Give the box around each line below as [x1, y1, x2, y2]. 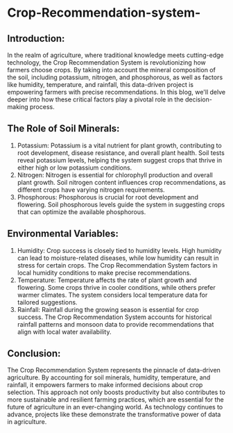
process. [29, 103, 55, 111]
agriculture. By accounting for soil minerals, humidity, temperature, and [7, 373, 211, 382]
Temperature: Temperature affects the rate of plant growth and [17, 276, 197, 284]
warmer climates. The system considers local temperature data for [17, 291, 208, 299]
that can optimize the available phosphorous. [17, 207, 146, 216]
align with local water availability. [17, 327, 112, 336]
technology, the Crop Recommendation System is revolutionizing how [7, 58, 206, 67]
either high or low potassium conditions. [17, 163, 132, 172]
